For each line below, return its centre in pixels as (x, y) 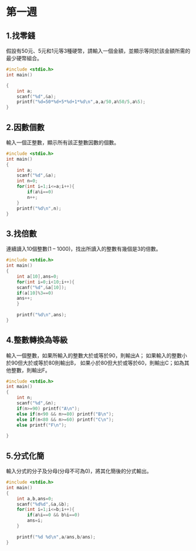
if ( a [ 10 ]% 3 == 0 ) (35, 293)
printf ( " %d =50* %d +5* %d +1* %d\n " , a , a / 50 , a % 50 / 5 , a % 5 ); (81, 102)
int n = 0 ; (27, 181)
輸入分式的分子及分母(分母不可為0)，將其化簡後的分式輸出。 (79, 471)
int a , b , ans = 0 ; (35, 499)
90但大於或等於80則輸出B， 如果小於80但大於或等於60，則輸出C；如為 (98, 363)
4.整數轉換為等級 (37, 340)
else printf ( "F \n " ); (42, 425)
